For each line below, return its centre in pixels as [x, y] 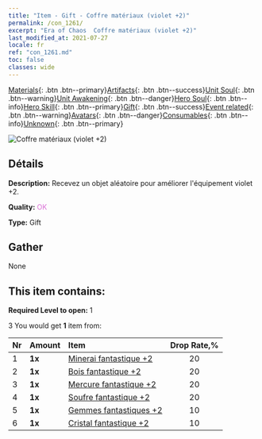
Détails [26, 164]
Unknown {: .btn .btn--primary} [73, 123]
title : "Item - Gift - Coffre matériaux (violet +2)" [99, 15]
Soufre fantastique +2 [109, 398]
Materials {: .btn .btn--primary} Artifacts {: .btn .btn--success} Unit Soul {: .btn [132, 90]
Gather [26, 247]
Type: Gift [25, 222]
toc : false [26, 60]
